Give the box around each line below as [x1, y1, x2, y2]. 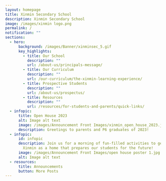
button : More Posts [18, 169, 58, 174]
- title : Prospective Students [23, 81, 87, 86]
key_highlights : [18, 49, 52, 54]
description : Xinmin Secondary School [5, 16, 85, 21]
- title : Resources [23, 95, 63, 100]
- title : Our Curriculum [23, 67, 74, 72]
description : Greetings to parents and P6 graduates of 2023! [18, 127, 149, 132]
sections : [5, 35, 26, 40]
